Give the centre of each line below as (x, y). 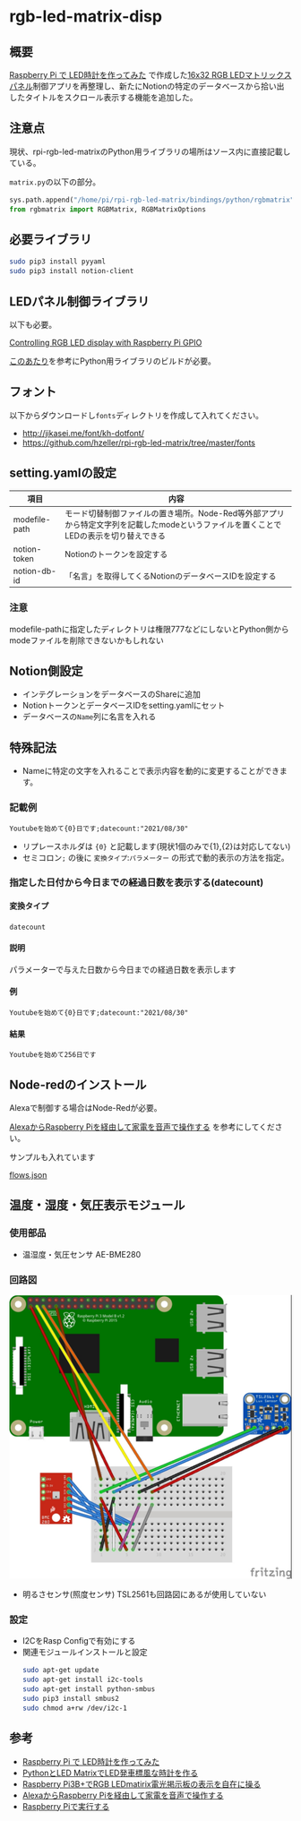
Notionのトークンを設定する (116, 554)
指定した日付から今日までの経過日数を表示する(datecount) (137, 882)
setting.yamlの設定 (63, 473)
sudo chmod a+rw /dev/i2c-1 (74, 1708)
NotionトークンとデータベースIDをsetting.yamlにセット (124, 706)
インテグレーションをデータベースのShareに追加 (112, 694)
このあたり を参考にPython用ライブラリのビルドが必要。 (113, 361)
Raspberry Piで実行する (66, 1806)
